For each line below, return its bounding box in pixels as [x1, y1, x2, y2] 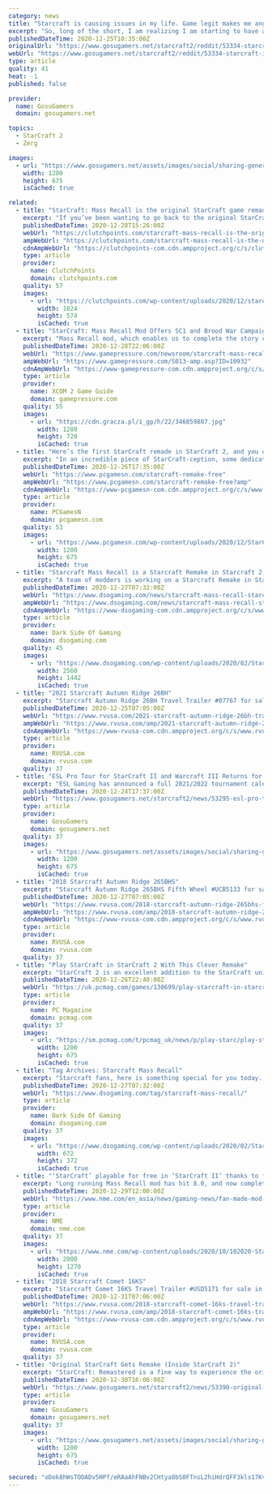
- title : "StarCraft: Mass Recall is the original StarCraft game [15, 206, 244, 215]
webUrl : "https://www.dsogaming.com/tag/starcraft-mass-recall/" [23, 1089, 249, 1097]
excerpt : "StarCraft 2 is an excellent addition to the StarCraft [23, 968, 252, 976]
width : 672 [37, 1149, 74, 1157]
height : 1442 [37, 674, 82, 682]
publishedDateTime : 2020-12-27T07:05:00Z [23, 893, 164, 901]
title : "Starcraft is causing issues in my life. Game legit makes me [8, 19, 252, 28]
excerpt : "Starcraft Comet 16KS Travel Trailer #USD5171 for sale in [23, 1285, 263, 1294]
